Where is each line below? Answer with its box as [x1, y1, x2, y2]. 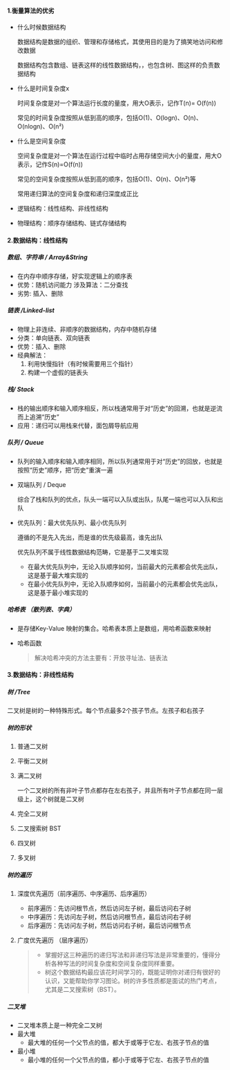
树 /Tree [7, 687, 31, 696]
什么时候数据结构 [17, 23, 66, 31]
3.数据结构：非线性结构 [7, 671, 74, 679]
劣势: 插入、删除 [17, 289, 64, 297]
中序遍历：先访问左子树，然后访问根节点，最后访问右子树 [27, 913, 191, 921]
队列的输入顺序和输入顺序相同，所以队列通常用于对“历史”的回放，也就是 [17, 457, 223, 466]
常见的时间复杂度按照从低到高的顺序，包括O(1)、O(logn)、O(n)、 [17, 114, 202, 122]
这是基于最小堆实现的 [27, 588, 88, 597]
